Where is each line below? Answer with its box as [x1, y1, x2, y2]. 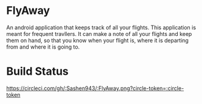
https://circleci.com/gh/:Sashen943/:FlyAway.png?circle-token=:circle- [6, 85, 184, 92]
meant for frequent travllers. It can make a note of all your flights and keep [6, 30, 192, 37]
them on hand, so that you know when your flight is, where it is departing [6, 36, 189, 44]
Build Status [6, 64, 69, 78]
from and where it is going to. [6, 43, 80, 50]
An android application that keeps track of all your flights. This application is [6, 24, 196, 31]
